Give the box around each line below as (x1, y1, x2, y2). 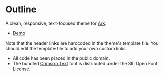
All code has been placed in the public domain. (12, 55, 110, 61)
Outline (5, 4, 37, 15)
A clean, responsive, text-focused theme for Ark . (5, 20, 107, 26)
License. (12, 66, 31, 72)
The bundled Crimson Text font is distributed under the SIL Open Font (12, 60, 158, 66)
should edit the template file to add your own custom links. (5, 45, 127, 51)
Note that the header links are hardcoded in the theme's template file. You (5, 40, 159, 46)
